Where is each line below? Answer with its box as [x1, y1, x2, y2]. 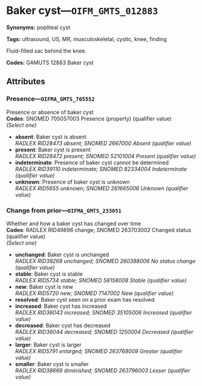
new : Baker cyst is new [15, 283, 74, 290]
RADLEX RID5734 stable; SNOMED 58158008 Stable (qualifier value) [15, 276, 187, 284]
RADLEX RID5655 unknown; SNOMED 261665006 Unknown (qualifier [15, 184, 189, 191]
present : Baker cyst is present [15, 146, 91, 153]
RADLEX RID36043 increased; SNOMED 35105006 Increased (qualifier [15, 308, 192, 316]
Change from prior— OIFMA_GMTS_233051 [6, 206, 122, 215]
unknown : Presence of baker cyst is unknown [15, 178, 130, 185]
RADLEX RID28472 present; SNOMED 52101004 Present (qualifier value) [15, 152, 197, 159]
